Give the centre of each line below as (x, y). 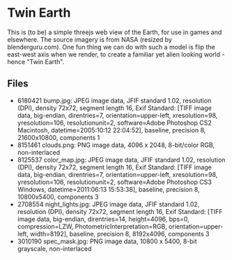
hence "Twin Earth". (36, 61)
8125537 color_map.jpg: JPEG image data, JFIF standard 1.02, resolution (121, 160)
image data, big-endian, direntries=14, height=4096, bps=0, (103, 219)
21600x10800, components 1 (59, 137)
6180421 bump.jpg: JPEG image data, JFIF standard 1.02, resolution (114, 100)
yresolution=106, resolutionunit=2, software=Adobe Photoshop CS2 (114, 123)
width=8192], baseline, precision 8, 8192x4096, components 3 (120, 234)
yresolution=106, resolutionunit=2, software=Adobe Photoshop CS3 (115, 182)
